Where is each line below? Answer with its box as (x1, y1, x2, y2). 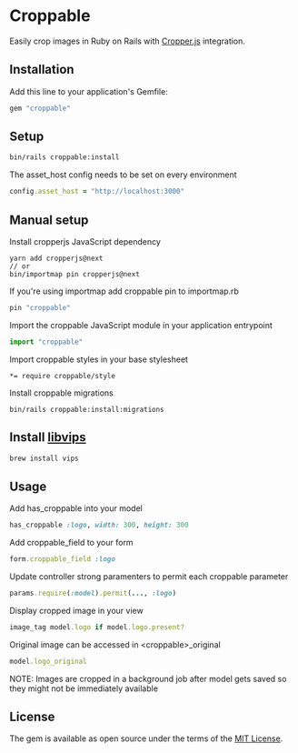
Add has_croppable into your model (9, 503, 143, 514)
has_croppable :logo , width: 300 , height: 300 (9, 520, 189, 530)
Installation (9, 62, 74, 77)
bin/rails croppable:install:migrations (9, 405, 165, 414)
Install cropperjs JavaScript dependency (9, 236, 162, 246)
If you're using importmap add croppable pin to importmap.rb (9, 286, 239, 296)
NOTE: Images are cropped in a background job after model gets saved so (9, 673, 287, 684)
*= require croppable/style (9, 371, 116, 380)
